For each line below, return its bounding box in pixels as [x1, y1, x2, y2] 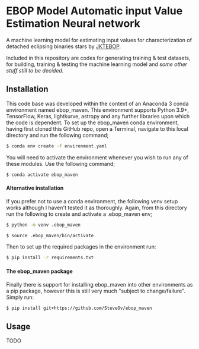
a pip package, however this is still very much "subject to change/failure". [6, 287, 185, 294]
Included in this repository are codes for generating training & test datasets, [6, 54, 191, 61]
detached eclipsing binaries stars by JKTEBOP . [6, 43, 121, 50]
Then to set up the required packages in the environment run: [6, 243, 156, 250]
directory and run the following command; [6, 131, 109, 139]
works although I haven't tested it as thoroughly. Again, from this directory [6, 204, 188, 211]
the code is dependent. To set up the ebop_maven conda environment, [6, 119, 179, 126]
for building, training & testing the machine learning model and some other [6, 61, 188, 68]
